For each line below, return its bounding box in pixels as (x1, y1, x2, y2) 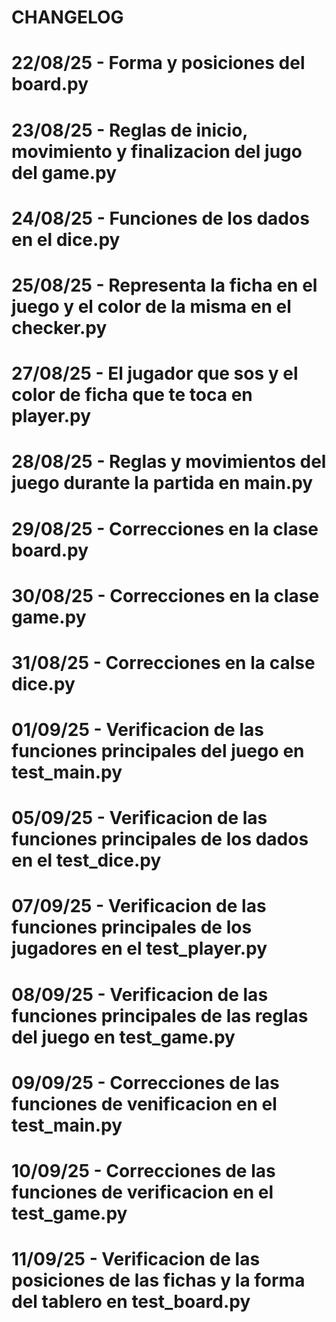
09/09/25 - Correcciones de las (11, 1071, 280, 1094)
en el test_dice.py (11, 849, 162, 872)
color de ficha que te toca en (11, 384, 253, 406)
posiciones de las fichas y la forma (11, 1269, 306, 1292)
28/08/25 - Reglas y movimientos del (11, 451, 327, 473)
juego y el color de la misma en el (11, 295, 292, 318)
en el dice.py (11, 228, 121, 251)
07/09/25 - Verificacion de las (11, 895, 267, 918)
